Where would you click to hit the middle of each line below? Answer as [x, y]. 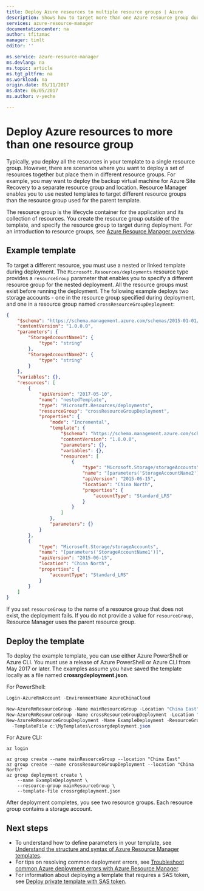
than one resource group [70, 145]
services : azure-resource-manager [50, 23]
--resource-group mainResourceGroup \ [66, 786]
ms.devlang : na [25, 62]
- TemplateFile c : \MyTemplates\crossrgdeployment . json [81, 726]
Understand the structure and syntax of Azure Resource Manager [97, 849]
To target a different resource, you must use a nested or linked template [96, 265]
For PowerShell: [26, 687]
